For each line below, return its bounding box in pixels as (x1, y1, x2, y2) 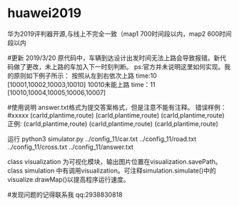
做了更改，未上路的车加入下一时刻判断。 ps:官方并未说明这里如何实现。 (13, 62, 225, 71)
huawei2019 (7, 5, 82, 21)
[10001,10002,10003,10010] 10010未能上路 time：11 (7, 80, 156, 88)
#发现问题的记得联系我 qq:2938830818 (7, 190, 123, 199)
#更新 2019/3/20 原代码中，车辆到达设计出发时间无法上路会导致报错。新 (7, 53, 220, 62)
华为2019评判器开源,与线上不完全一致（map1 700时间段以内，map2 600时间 (7, 29, 232, 38)
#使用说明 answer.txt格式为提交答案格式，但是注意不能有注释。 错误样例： (7, 103, 227, 111)
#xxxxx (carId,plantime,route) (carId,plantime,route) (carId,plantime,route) (7, 110, 225, 119)
